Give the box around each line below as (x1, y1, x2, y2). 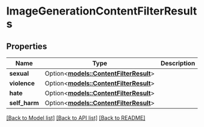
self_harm (9, 99, 39, 107)
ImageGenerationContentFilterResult (6, 4, 197, 18)
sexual (9, 70, 29, 77)
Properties (6, 41, 47, 51)
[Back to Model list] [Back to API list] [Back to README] (6, 114, 146, 122)
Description (160, 59, 195, 67)
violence (9, 79, 35, 87)
